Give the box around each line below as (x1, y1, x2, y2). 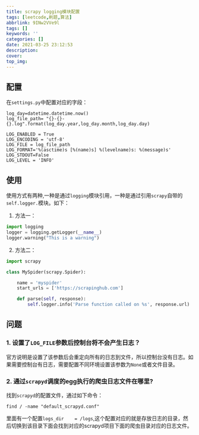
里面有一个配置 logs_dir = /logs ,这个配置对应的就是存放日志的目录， (6, 414, 184, 422)
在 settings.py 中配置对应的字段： (6, 99, 88, 106)
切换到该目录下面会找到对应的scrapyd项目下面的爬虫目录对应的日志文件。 (11, 422, 192, 429)
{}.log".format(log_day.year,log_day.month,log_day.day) (6, 121, 150, 127)
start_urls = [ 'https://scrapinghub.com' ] (17, 285, 124, 291)
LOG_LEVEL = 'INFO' (6, 157, 55, 163)
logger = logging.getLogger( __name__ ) (6, 229, 102, 235)
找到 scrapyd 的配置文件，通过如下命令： (6, 392, 103, 399)
